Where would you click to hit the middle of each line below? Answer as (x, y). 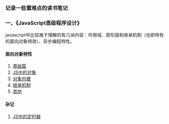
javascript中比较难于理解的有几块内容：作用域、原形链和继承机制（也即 (80, 35)
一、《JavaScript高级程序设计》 (44, 23)
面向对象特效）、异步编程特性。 (42, 41)
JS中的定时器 (26, 116)
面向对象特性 (19, 54)
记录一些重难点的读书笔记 (37, 8)
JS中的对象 (24, 73)
